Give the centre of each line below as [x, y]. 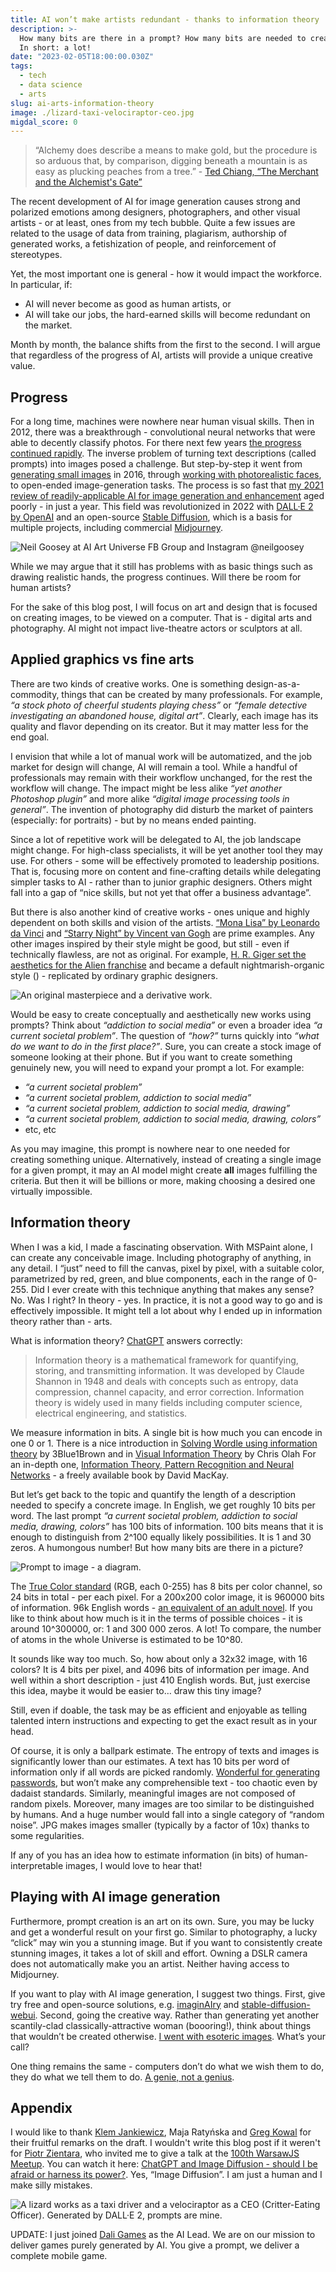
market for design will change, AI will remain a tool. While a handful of [154, 767]
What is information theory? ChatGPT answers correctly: [126, 1340]
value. [23, 366]
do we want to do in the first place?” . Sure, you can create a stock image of [166, 1046]
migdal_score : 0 [44, 122]
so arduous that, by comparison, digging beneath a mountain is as [171, 161]
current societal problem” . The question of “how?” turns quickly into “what [165, 1035]
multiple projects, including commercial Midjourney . [116, 528]
